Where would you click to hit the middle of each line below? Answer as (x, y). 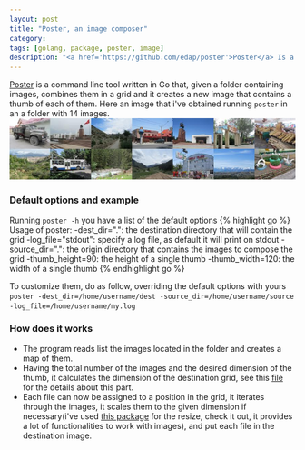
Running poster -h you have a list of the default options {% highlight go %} (150, 220)
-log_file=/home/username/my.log (73, 306)
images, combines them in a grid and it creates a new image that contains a (151, 95)
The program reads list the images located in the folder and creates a (152, 348)
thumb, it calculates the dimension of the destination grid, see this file (153, 377)
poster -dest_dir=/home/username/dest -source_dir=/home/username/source (152, 296)
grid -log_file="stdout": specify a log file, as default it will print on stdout (144, 239)
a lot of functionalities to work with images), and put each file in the (148, 425)
